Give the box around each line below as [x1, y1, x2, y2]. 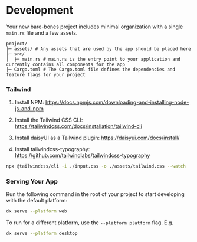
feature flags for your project [6, 71, 86, 77]
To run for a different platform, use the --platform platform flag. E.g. [6, 219, 174, 226]
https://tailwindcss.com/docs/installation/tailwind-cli [14, 123, 143, 130]
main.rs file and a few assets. [6, 29, 78, 36]
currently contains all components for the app [6, 61, 126, 67]
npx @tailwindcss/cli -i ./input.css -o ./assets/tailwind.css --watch [6, 163, 186, 169]
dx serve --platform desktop [6, 231, 78, 237]
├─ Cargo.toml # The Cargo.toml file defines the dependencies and [6, 66, 176, 73]
